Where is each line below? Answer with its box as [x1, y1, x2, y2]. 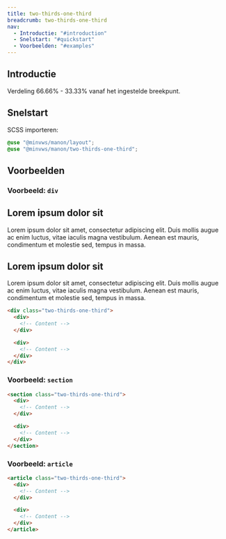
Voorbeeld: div [7, 185, 59, 195]
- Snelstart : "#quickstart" [13, 36, 95, 43]
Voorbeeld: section [7, 375, 73, 385]
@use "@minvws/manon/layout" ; [7, 139, 95, 146]
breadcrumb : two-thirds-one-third [7, 17, 108, 24]
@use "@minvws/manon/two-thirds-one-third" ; [7, 146, 138, 153]
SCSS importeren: [7, 125, 59, 134]
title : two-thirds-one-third [7, 10, 92, 17]
